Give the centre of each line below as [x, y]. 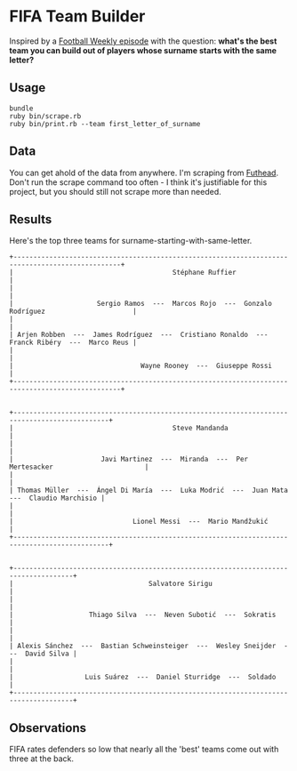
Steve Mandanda [200, 429]
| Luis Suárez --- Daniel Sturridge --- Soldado [143, 678]
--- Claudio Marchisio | [57, 498]
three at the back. [41, 759]
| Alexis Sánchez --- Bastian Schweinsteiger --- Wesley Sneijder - [149, 647]
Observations [48, 728]
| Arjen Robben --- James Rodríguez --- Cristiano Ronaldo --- [139, 335]
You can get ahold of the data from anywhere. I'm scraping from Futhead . [144, 173]
